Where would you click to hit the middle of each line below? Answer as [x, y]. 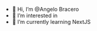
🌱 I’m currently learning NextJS [51, 22]
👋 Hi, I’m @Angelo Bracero [45, 9]
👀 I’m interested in [35, 15]
